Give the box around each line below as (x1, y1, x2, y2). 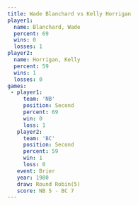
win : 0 (23, 115, 42, 122)
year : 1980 (16, 174, 50, 181)
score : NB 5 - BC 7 (16, 187, 74, 194)
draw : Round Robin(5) (16, 180, 81, 187)
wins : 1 (13, 69, 37, 76)
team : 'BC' (23, 135, 55, 142)
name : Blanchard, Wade (13, 23, 81, 30)
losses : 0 (13, 75, 42, 83)
